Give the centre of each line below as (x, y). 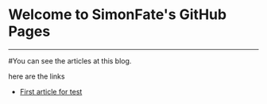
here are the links (37, 76)
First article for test (51, 91)
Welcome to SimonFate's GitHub (118, 15)
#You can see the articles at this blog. (70, 60)
